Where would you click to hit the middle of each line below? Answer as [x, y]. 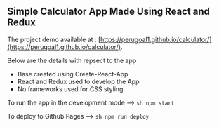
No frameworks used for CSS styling [70, 89]
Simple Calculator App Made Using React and [109, 12]
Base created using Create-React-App [73, 74]
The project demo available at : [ [54, 39]
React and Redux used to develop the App [78, 81]
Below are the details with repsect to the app [72, 60]
